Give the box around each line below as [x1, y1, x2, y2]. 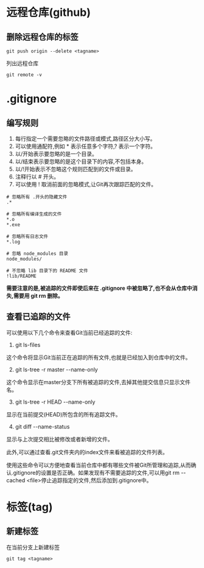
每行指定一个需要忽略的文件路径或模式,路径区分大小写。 [15, 135, 156, 142]
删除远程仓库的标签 [6, 32, 79, 42]
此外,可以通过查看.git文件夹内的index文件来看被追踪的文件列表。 [6, 448, 169, 455]
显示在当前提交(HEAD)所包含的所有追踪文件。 [6, 410, 121, 418]
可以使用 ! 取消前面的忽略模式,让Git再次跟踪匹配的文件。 [15, 181, 157, 188]
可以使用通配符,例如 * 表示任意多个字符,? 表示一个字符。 [15, 142, 157, 150]
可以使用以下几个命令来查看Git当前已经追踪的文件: [6, 329, 133, 336]
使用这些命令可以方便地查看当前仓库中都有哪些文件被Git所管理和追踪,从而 [6, 461, 191, 469]
